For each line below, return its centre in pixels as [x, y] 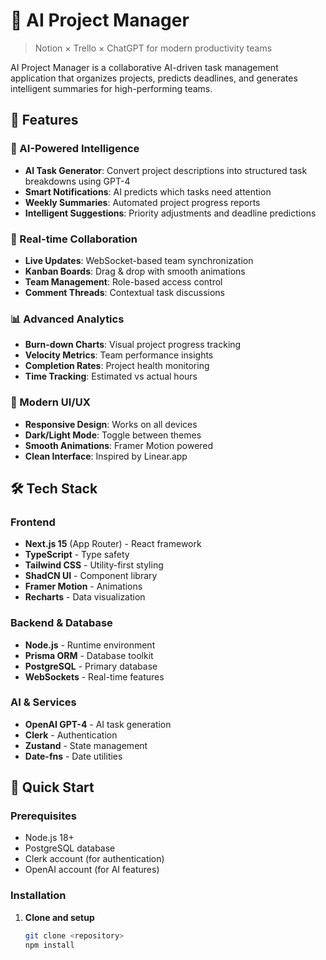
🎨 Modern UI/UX [50, 402]
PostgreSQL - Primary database [91, 666]
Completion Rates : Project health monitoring [117, 366]
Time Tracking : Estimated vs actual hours [111, 376]
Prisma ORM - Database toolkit [89, 655]
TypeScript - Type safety [77, 555]
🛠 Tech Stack [54, 488]
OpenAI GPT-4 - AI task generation [98, 724]
